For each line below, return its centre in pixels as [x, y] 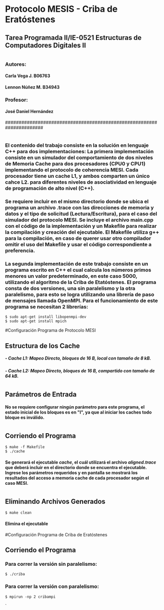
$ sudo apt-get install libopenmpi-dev [46, 317]
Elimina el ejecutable [26, 524]
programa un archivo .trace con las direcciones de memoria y [80, 208]
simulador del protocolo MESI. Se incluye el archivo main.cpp [79, 220]
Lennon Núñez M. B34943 [32, 87]
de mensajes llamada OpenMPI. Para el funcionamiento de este [82, 301]
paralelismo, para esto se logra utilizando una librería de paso [80, 295]
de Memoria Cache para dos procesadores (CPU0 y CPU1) [75, 164]
